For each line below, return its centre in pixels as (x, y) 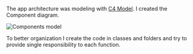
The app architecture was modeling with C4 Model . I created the (87, 9)
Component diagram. (33, 15)
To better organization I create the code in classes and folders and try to (96, 38)
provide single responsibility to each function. (63, 45)
